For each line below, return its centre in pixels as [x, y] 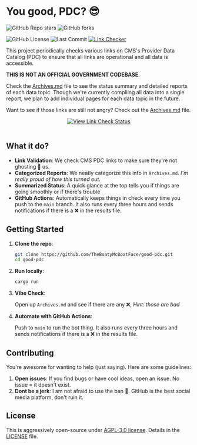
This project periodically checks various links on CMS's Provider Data [91, 50]
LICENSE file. [22, 436]
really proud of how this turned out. [58, 179]
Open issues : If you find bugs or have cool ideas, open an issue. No [97, 378]
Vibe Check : [30, 293]
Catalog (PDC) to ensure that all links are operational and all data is [87, 57]
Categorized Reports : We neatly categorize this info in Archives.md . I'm [101, 173]
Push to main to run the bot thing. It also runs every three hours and [96, 328]
